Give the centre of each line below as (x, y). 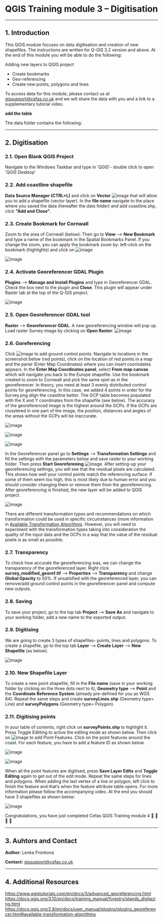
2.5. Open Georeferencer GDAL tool (48, 315)
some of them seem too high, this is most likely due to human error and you (81, 479)
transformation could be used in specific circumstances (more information (79, 519)
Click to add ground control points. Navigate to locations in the (77, 353)
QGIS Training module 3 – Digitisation (81, 9)
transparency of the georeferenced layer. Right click (57, 568)
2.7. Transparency (27, 552)
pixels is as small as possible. (34, 539)
